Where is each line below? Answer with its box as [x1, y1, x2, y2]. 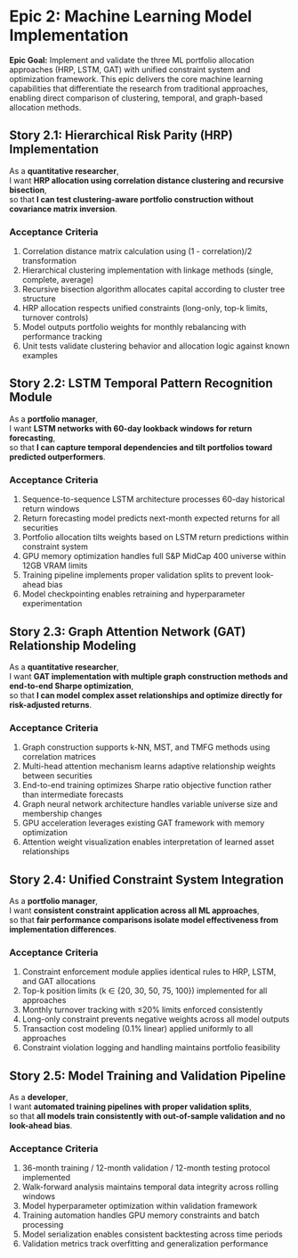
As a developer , [9, 1092, 68, 1103]
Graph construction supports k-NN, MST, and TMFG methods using [21, 742, 270, 752]
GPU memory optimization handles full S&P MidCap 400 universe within [21, 551, 286, 562]
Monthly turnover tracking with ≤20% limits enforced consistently [21, 1005, 263, 1015]
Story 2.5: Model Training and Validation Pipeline [9, 1068, 286, 1083]
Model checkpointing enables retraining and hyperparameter [21, 588, 246, 599]
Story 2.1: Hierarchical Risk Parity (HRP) [9, 127, 233, 144]
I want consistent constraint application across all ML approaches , [9, 905, 260, 916]
